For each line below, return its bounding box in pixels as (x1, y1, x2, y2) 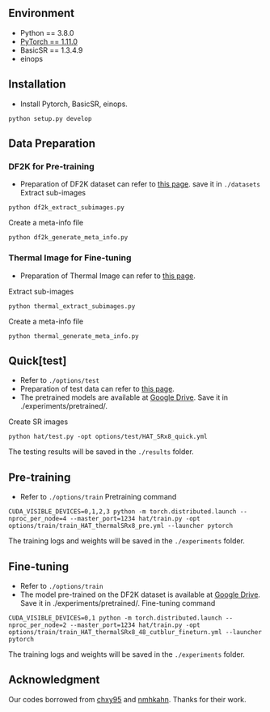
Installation (8, 77, 66, 92)
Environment (8, 6, 75, 20)
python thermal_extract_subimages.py (8, 302, 136, 311)
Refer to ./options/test (19, 375, 99, 385)
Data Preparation (8, 137, 95, 151)
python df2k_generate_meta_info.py (8, 234, 129, 242)
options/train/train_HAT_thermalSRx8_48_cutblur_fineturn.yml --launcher (8, 628, 263, 637)
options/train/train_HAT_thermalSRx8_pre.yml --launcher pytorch (8, 522, 233, 530)
